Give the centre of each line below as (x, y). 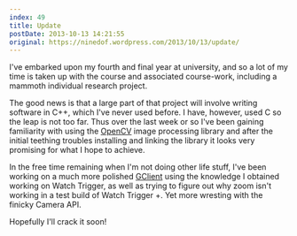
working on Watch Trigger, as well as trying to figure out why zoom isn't (141, 186)
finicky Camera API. (45, 205)
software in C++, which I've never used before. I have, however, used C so (145, 112)
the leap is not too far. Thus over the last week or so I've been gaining (137, 122)
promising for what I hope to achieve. (77, 150)
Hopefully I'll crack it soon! (58, 222)
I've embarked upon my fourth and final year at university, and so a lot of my (148, 67)
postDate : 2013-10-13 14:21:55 (67, 34)
